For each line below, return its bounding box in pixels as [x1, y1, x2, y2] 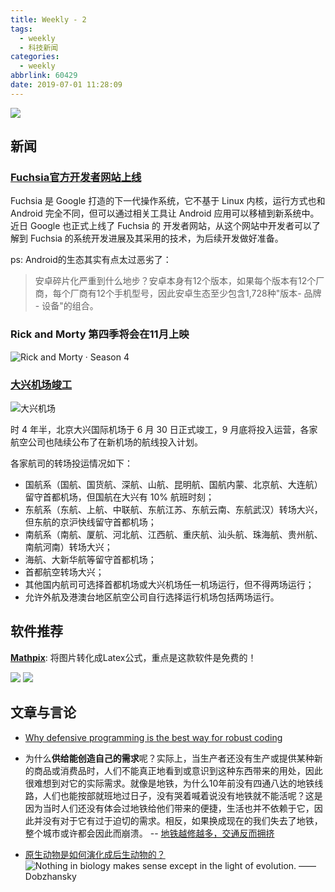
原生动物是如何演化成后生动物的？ [24, 848, 166, 860]
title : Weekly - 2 [10, 14, 87, 25]
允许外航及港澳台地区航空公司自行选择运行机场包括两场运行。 [24, 591, 280, 603]
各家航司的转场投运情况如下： [10, 457, 133, 470]
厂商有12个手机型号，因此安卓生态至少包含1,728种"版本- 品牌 [69, 287, 322, 300]
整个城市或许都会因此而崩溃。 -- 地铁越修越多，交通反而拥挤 [24, 827, 275, 839]
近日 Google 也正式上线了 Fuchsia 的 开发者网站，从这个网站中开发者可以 [10, 220, 313, 232]
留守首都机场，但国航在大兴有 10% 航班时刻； [24, 491, 215, 503]
